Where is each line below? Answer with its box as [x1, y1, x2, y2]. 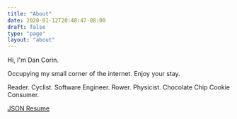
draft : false [7, 23, 46, 30]
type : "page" [7, 30, 46, 37]
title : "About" [7, 10, 52, 18]
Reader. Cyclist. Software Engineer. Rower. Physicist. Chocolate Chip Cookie [7, 83, 230, 92]
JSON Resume [7, 104, 50, 113]
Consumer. [7, 91, 40, 99]
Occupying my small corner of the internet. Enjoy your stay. [7, 70, 180, 78]
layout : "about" [7, 37, 55, 44]
